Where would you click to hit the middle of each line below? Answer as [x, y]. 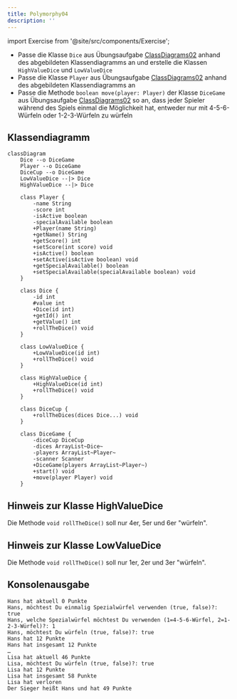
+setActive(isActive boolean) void [86, 260]
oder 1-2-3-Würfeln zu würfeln [88, 115]
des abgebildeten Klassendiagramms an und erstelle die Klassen [112, 62]
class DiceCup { [44, 409]
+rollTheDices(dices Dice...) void [86, 416]
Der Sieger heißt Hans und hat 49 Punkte [70, 688]
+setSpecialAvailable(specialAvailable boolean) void [114, 272]
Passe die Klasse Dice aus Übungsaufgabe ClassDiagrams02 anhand [119, 55]
